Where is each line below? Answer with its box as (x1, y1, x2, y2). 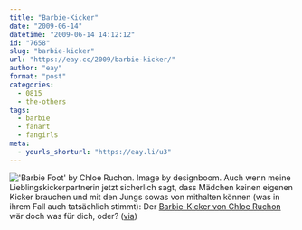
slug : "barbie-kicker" (9, 47, 95, 56)
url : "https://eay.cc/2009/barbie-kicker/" (9, 55, 176, 64)
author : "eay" (9, 64, 63, 73)
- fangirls (17, 131, 59, 140)
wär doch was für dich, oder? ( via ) (9, 210, 138, 221)
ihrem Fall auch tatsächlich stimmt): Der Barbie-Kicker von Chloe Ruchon (9, 200, 282, 212)
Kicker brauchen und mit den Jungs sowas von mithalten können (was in (9, 191, 280, 202)
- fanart (17, 123, 51, 132)
